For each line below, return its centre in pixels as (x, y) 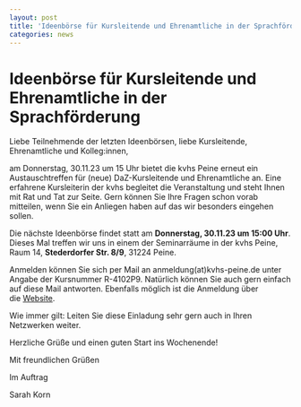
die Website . (32, 299)
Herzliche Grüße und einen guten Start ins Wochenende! (114, 342)
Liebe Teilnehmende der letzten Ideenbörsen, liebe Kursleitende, (129, 142)
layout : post (34, 17)
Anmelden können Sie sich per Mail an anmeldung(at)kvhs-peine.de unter (146, 270)
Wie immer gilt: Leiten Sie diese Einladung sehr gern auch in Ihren (131, 316)
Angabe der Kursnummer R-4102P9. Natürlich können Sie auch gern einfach (150, 280)
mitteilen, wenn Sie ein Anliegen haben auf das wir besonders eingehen (142, 206)
